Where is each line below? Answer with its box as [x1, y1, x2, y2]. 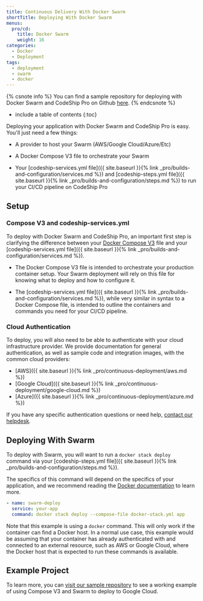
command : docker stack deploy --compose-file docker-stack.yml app [11, 511, 185, 517]
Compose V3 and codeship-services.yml [6, 219, 130, 227]
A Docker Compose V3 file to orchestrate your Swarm [14, 152, 150, 160]
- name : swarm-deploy [6, 500, 61, 506]
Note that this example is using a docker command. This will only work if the [6, 522, 195, 529]
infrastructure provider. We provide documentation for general [6, 342, 161, 350]
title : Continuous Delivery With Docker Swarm [6, 8, 126, 15]
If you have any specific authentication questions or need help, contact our [6, 411, 193, 419]
